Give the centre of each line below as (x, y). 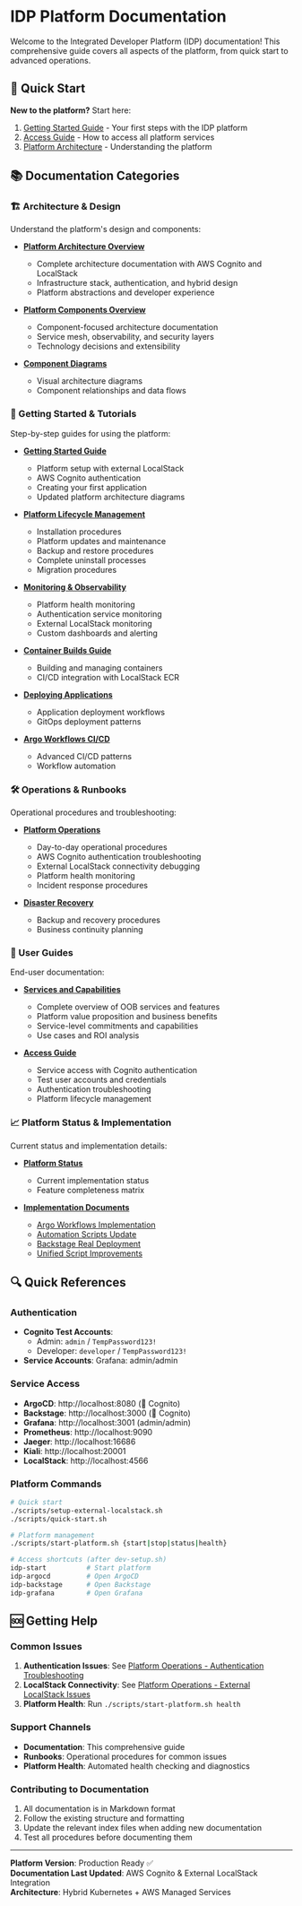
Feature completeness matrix (91, 1190)
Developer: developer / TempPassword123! (112, 1351)
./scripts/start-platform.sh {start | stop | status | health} (119, 1544)
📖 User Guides (42, 952)
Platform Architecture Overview (84, 247)
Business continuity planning (90, 930)
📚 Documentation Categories (95, 176)
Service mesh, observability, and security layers (125, 337)
